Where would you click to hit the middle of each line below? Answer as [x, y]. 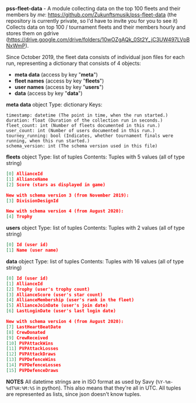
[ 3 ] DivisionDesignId [32, 201]
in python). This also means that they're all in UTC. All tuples [108, 388]
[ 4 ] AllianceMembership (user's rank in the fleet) [70, 300]
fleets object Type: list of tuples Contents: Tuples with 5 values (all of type [95, 157]
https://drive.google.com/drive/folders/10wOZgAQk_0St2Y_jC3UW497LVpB [99, 39]
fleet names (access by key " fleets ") [59, 81]
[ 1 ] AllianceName [27, 179]
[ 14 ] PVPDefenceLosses [34, 365]
